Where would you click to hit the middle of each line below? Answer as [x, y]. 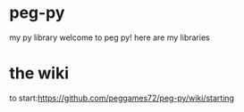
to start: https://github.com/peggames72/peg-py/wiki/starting [122, 98]
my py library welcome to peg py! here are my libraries [109, 37]
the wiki [39, 73]
